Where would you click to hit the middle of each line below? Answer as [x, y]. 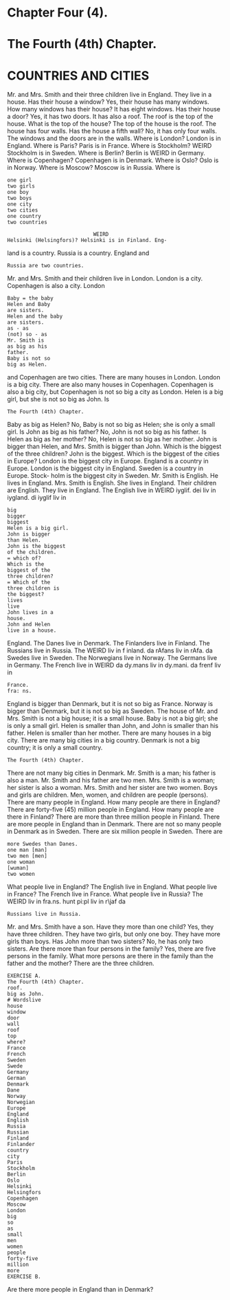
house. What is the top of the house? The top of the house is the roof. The [112, 124]
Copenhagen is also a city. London [56, 286]
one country [24, 217]
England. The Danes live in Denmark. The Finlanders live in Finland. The [109, 643]
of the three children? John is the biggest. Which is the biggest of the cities [113, 454]
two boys [20, 198]
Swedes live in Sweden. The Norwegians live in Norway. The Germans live [112, 658]
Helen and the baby [35, 317]
